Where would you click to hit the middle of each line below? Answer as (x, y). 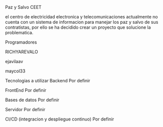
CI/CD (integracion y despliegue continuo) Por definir (60, 119)
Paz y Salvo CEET (23, 7)
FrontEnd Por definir (26, 90)
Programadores (21, 42)
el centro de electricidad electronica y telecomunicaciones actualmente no (81, 17)
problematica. (19, 32)
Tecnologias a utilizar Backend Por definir (48, 81)
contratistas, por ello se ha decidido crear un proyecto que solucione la (78, 27)
